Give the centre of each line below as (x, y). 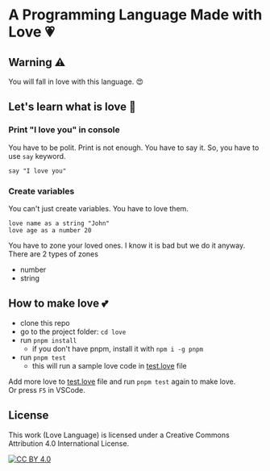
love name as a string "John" (59, 223)
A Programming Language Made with (135, 15)
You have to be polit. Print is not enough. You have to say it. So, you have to (134, 148)
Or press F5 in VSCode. (47, 390)
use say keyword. (37, 156)
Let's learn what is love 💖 (72, 107)
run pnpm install (48, 340)
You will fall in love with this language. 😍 (76, 81)
